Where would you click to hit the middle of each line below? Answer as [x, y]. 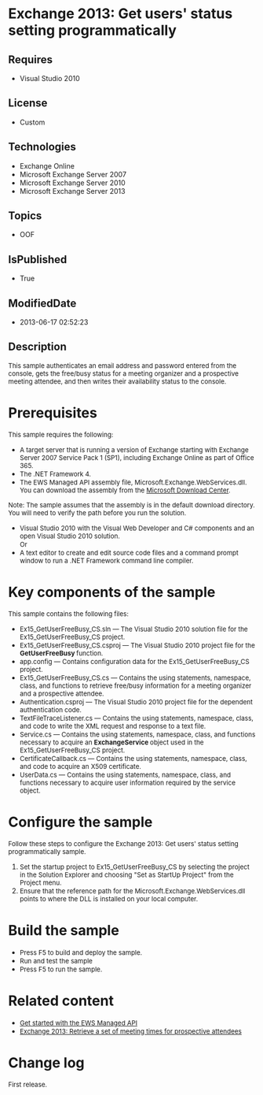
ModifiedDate [42, 303]
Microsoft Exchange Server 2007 [73, 174]
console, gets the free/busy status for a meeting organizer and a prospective [124, 373]
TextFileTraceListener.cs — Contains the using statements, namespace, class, [136, 718]
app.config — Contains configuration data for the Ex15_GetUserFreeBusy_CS [134, 661]
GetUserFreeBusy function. [61, 653]
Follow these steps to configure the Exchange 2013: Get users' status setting [124, 843]
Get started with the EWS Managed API [79, 1023]
